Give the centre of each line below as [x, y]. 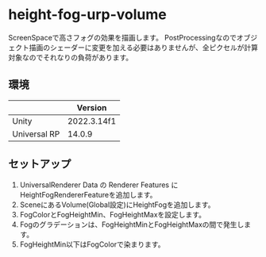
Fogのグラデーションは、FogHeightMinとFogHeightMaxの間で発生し [132, 224]
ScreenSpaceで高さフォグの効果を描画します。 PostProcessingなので [122, 37]
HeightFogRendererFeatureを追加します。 [88, 194]
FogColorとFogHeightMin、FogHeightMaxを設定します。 [113, 214]
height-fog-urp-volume [87, 15]
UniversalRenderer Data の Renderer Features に [99, 185]
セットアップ [40, 164]
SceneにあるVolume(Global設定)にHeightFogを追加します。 [117, 205]
